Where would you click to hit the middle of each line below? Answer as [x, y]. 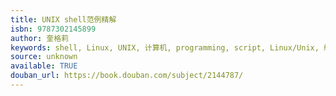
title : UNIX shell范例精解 [63, 19]
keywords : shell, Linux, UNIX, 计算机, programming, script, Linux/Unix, [165, 47]
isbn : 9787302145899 [53, 29]
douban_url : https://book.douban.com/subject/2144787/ [127, 76]
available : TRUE [44, 66]
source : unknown [44, 57]
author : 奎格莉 [39, 38]
